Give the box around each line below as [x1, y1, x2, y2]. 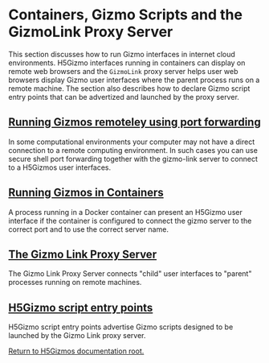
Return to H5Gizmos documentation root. [8, 346, 145, 356]
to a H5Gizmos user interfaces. [8, 163, 112, 172]
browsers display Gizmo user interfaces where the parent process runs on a [8, 75, 260, 85]
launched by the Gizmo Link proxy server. [8, 331, 146, 340]
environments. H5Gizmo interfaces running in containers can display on [8, 58, 246, 68]
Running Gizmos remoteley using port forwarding [8, 115, 261, 130]
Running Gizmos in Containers [8, 186, 165, 200]
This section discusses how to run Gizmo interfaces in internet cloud [8, 49, 235, 59]
